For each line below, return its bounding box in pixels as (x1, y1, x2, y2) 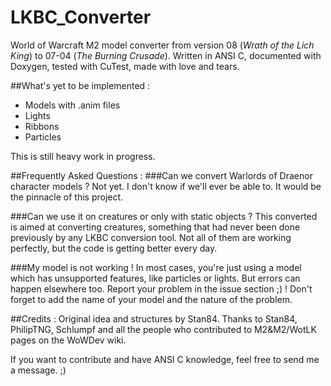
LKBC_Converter (10, 6, 152, 29)
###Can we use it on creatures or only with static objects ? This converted (10, 210, 318, 222)
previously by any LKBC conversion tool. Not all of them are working (10, 231, 292, 243)
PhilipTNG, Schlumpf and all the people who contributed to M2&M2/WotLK (10, 323, 317, 335)
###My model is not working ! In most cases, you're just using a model (10, 261, 302, 273)
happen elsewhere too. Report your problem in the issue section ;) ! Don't (10, 282, 313, 295)
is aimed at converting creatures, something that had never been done (10, 221, 301, 233)
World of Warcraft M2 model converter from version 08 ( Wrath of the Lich (10, 39, 315, 51)
